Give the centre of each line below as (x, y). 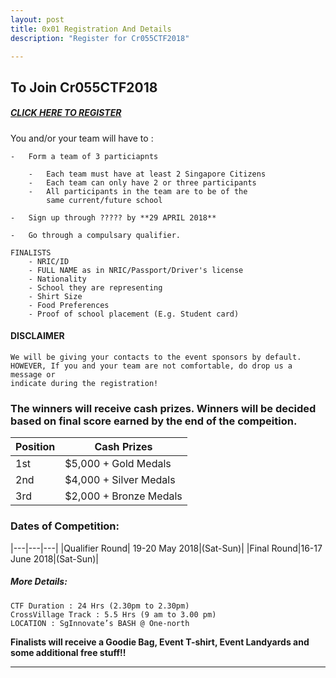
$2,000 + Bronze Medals (123, 496)
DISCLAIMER (37, 336)
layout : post (37, 19)
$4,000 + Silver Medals (120, 480)
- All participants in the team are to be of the (138, 191)
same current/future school (104, 200)
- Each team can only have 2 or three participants (142, 182)
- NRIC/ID (49, 261)
